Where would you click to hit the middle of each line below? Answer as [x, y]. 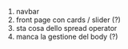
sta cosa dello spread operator [66, 28]
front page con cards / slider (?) [68, 20]
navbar [28, 11]
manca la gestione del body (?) [67, 36]
